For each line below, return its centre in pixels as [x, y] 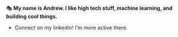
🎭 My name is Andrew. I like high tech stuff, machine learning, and [89, 8]
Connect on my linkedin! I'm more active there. [71, 27]
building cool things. [32, 16]
